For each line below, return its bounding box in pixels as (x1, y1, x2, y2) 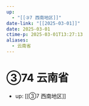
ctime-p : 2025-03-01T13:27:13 (6, 32, 84, 38)
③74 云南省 (6, 71, 69, 85)
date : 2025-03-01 (6, 26, 51, 32)
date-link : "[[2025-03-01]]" (6, 20, 80, 26)
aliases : (6, 37, 29, 43)
